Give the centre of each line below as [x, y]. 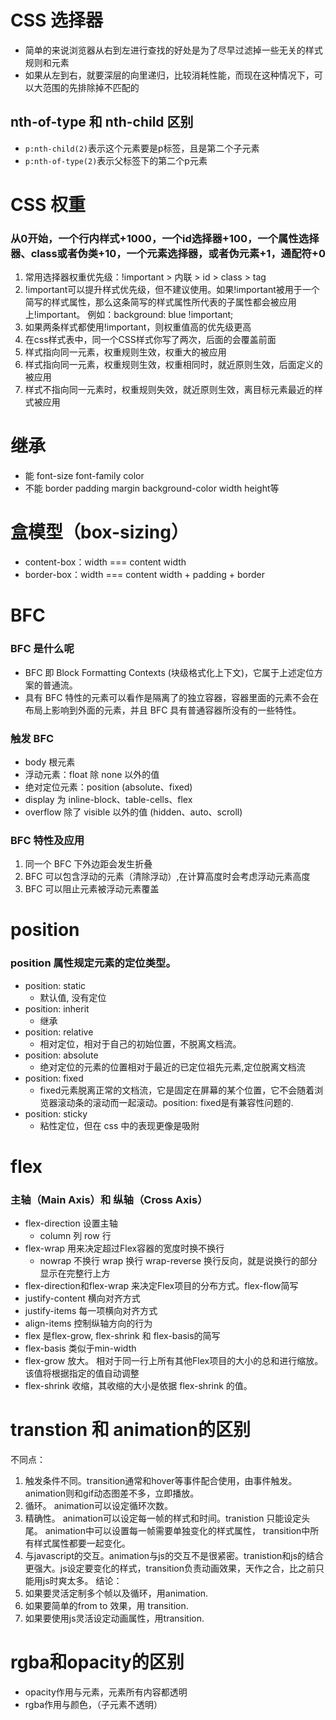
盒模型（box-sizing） [99, 532]
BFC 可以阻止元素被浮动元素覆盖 [92, 889]
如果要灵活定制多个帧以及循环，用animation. [116, 1593]
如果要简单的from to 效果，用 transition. [106, 1606]
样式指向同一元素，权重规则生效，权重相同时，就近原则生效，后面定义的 [173, 365]
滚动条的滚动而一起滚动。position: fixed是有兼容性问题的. [175, 1102]
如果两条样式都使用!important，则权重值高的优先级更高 [138, 327]
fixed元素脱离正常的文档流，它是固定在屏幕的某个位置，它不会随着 [177, 1090]
